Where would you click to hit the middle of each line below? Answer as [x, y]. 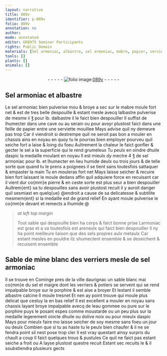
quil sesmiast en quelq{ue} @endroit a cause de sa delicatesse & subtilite [80, 193]
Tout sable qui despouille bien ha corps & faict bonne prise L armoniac [89, 223]
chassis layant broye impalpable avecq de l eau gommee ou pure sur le [78, 306]
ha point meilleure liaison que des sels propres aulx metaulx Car [83, 233]
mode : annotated [22, 38]
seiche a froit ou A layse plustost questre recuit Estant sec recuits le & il [78, 343]
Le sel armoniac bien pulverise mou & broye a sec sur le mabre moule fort [81, 107]
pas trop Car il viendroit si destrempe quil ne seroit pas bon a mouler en [79, 134]
